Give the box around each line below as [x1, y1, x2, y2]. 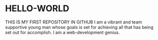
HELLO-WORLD [5, 3, 70, 14]
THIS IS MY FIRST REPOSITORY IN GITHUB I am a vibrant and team [5, 19, 142, 25]
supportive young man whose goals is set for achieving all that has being [5, 24, 154, 30]
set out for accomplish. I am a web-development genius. [5, 29, 120, 35]
